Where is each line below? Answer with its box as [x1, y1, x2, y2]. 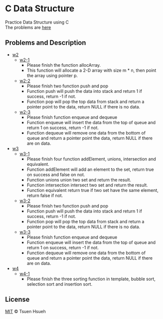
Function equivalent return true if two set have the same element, [26, 187, 159, 193]
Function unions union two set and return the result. [26, 177, 131, 183]
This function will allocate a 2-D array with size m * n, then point [26, 67, 157, 73]
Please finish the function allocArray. [26, 62, 101, 68]
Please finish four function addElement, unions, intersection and [26, 156, 156, 162]
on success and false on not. [26, 171, 85, 177]
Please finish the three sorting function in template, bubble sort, [26, 276, 156, 282]
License [5, 295, 30, 304]
